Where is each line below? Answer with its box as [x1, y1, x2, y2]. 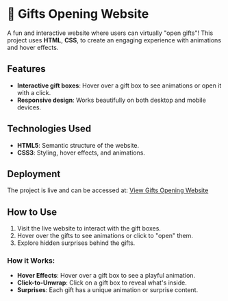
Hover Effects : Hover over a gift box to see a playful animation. [16, 272, 196, 280]
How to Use [7, 206, 58, 218]
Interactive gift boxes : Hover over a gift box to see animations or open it [16, 81, 222, 90]
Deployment [7, 168, 61, 180]
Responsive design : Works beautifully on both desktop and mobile [16, 96, 207, 104]
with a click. [16, 88, 51, 96]
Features [7, 63, 46, 75]
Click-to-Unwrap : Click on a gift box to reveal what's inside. [16, 278, 187, 287]
